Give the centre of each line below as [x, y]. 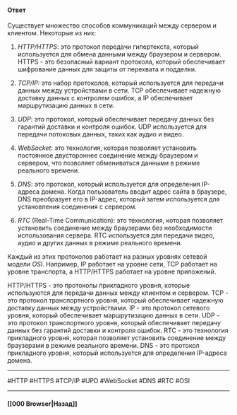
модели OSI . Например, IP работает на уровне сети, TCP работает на [112, 264]
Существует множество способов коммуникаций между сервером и [112, 25]
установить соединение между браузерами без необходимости [115, 228]
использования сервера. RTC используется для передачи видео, [116, 235]
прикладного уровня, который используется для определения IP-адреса [117, 353]
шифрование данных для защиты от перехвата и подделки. [107, 69]
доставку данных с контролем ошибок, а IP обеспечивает [105, 98]
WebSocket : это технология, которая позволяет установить [107, 148]
